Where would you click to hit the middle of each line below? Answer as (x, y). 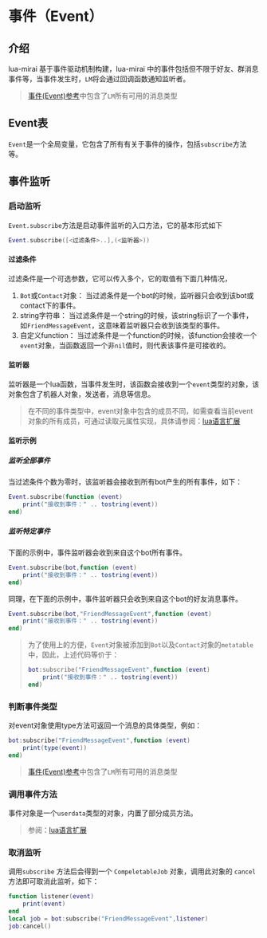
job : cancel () (30, 926)
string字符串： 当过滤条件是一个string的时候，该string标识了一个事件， (136, 315)
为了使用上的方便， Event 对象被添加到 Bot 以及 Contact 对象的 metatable (140, 645)
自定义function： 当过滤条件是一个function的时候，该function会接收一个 (138, 335)
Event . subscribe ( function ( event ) (66, 497)
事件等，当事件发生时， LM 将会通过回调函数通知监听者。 (99, 79)
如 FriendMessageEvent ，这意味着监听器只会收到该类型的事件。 (122, 325)
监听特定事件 (29, 531)
